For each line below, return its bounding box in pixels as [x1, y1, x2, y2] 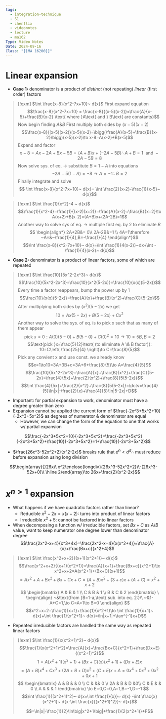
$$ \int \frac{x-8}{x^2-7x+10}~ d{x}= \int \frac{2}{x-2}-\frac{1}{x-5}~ [19, 186, 161, 192]
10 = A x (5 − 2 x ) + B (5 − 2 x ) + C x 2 [55, 312, 124, 318]
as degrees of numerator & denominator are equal [44, 413, 146, 419]
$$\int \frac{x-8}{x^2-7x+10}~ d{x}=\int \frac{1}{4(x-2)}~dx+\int [23, 242, 154, 248]
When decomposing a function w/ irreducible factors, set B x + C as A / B [12, 522, 159, 528]
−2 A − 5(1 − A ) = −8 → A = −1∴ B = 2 [52, 171, 127, 177]
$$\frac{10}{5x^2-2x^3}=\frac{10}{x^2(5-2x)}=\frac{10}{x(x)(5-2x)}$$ [18, 280, 161, 285]
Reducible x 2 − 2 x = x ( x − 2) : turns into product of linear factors [20, 510, 150, 517]
